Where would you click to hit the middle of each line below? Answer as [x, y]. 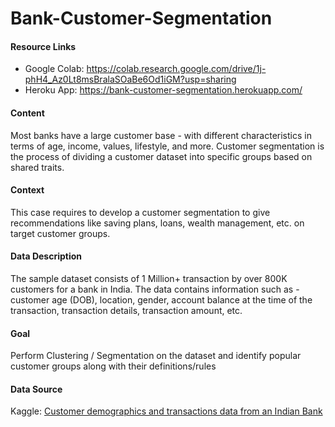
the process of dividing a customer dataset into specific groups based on [161, 156]
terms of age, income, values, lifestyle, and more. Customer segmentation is [167, 146]
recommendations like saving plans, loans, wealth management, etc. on [157, 223]
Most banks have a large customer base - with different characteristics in [161, 135]
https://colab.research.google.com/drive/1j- [176, 69]
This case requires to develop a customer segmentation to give [140, 212]
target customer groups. [60, 233]
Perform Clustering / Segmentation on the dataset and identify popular [156, 356]
